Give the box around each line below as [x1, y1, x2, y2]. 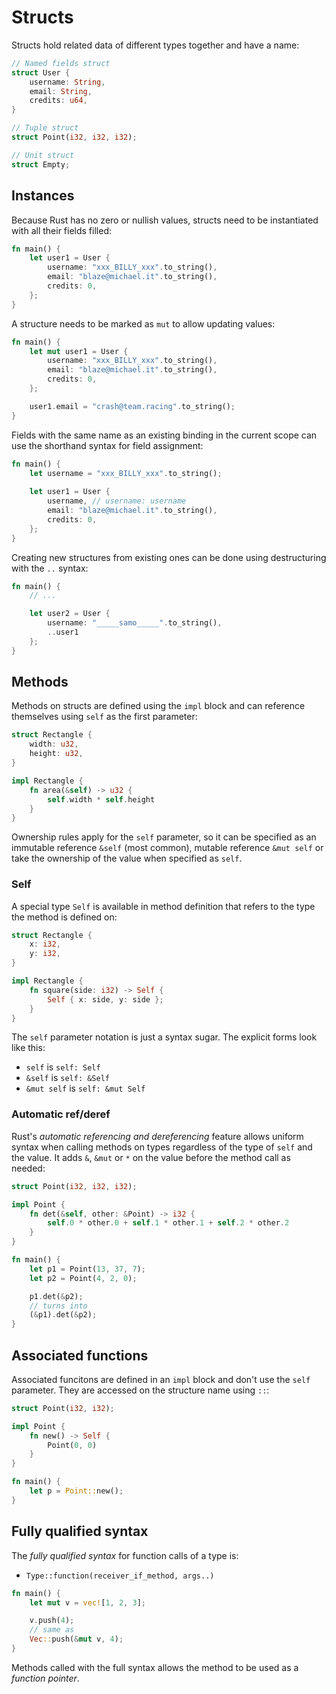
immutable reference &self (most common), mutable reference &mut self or [11, 842, 324, 854]
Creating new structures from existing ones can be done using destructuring [11, 551, 327, 563]
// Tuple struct [11, 123, 79, 133]
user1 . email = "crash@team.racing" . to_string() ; [29, 401, 236, 411]
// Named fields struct [11, 58, 111, 68]
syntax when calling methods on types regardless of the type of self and [11, 1141, 313, 1153]
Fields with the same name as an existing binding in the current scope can [11, 429, 318, 441]
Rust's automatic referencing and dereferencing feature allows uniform [11, 1130, 304, 1142]
